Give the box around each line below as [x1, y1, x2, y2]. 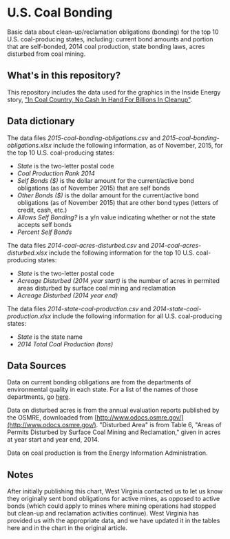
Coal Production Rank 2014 [17, 169, 95, 177]
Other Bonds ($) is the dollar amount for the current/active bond [17, 191, 200, 199]
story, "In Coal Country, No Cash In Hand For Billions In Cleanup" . [7, 95, 193, 104]
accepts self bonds [17, 220, 72, 228]
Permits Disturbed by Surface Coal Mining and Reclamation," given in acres [7, 428, 221, 436]
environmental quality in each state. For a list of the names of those [7, 385, 198, 394]
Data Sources [7, 360, 67, 371]
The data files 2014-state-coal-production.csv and [7, 304, 151, 313]
